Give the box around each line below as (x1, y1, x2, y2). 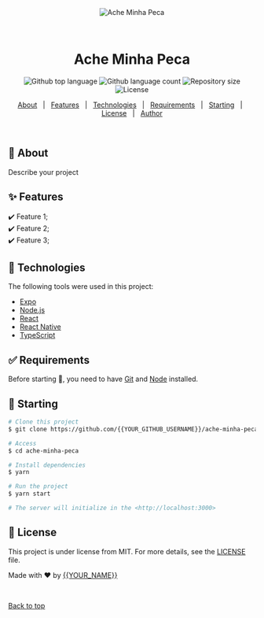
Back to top (8, 601, 46, 610)
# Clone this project (8, 418, 79, 426)
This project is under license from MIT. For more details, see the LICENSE (8, 546, 246, 556)
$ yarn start (8, 490, 51, 498)
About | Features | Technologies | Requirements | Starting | (17, 100, 243, 109)
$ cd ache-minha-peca (8, 446, 79, 455)
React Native (19, 322, 61, 331)
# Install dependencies (8, 461, 86, 469)
